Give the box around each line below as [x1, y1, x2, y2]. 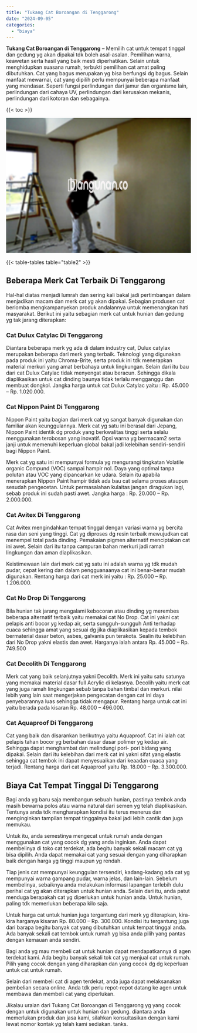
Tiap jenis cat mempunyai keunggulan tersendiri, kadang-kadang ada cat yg [6, 869, 190, 876]
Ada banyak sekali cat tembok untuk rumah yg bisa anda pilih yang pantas [6, 930, 186, 937]
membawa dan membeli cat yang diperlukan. [6, 991, 115, 998]
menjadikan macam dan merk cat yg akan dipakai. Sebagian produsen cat [6, 297, 185, 305]
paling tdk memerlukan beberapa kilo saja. [6, 900, 108, 907]
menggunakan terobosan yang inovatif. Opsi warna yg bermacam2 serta [6, 435, 181, 442]
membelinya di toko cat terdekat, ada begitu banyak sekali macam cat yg [6, 845, 182, 852]
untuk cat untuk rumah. [6, 967, 63, 974]
